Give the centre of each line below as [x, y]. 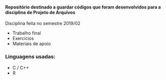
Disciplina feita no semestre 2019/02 [43, 23]
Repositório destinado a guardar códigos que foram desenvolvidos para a [83, 7]
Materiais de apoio [31, 44]
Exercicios [23, 38]
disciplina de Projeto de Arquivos [40, 12]
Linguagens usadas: [30, 56]
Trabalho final [26, 33]
